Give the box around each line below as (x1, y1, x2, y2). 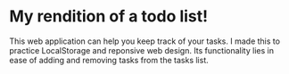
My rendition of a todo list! (9, 6, 209, 27)
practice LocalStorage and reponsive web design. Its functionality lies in (9, 45, 275, 55)
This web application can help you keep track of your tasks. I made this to (9, 36, 281, 46)
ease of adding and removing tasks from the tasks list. (9, 54, 210, 65)
